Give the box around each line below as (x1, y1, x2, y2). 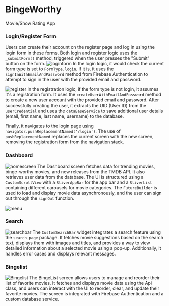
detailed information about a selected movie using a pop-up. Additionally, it (5, 245, 161, 251)
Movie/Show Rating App (5, 20, 55, 26)
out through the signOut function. (5, 195, 74, 201)
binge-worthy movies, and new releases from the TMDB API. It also (5, 168, 145, 175)
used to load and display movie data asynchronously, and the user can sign (5, 190, 162, 196)
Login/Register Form (5, 33, 57, 40)
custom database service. (5, 296, 60, 302)
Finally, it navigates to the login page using (5, 123, 94, 129)
